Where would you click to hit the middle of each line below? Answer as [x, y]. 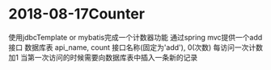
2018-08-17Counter [77, 14]
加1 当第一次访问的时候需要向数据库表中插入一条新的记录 [103, 57]
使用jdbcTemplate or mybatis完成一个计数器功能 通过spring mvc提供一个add [135, 37]
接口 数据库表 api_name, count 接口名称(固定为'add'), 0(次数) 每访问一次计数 [136, 47]
